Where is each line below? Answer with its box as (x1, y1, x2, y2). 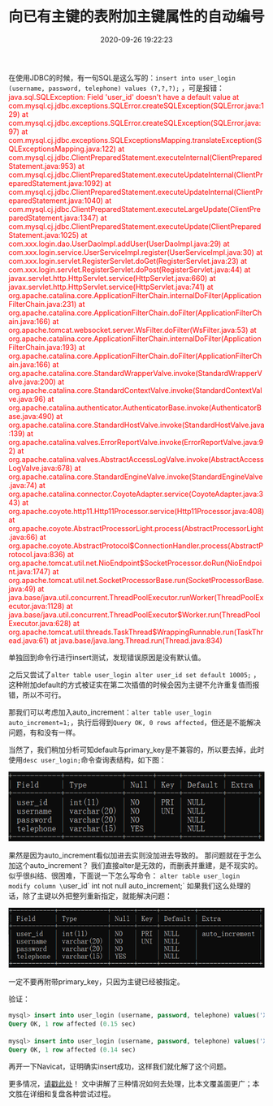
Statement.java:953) (8, 161, 76, 171)
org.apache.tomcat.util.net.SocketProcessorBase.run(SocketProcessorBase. (8, 575, 264, 585)
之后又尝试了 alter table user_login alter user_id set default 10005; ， (8, 669, 261, 679)
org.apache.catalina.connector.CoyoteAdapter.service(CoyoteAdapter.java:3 (8, 489, 264, 499)
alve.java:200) (8, 377, 57, 387)
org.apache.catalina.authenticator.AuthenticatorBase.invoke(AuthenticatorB (8, 403, 262, 413)
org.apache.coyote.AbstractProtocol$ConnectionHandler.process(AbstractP (8, 541, 264, 551)
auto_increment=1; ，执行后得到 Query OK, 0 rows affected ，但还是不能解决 (8, 717, 262, 727)
